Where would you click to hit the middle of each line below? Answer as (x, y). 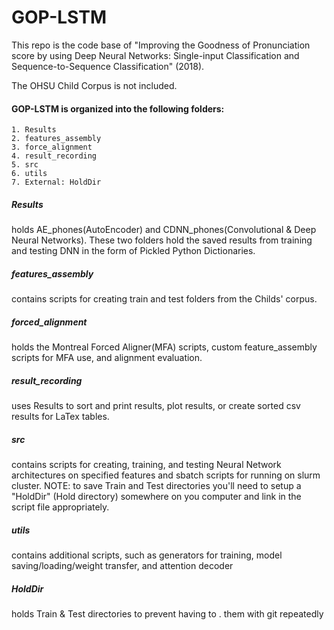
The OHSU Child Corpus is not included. (94, 85)
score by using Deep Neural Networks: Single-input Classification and (155, 55)
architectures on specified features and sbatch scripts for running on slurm (166, 475)
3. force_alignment (52, 147)
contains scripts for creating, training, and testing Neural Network (146, 464)
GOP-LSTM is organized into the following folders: (118, 108)
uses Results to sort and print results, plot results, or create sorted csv (156, 406)
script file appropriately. (60, 507)
